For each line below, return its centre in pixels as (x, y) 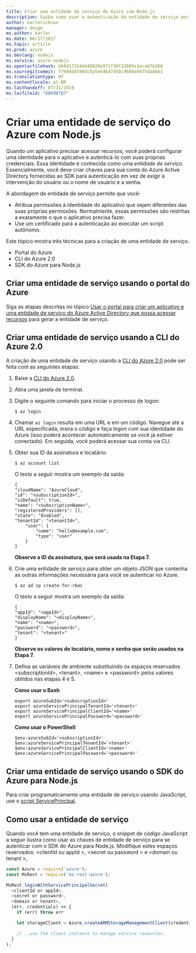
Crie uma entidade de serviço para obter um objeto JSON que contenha (101, 569)
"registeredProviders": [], (48, 510)
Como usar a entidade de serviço (67, 819)
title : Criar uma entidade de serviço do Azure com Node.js (81, 11)
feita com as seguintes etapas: (43, 367)
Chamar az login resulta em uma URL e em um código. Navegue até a (99, 423)
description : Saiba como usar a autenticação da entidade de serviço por (98, 17)
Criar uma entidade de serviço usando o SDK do (95, 771)
